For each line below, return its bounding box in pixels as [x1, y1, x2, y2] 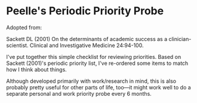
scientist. [6, 42, 29, 49]
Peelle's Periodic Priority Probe [6, 4, 164, 18]
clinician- [168, 35, 192, 42]
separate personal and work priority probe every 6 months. [6, 90, 152, 97]
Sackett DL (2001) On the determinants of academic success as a [6, 35, 168, 42]
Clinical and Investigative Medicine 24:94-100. [29, 42, 144, 49]
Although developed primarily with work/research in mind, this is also [6, 77, 177, 85]
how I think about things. [6, 65, 67, 73]
